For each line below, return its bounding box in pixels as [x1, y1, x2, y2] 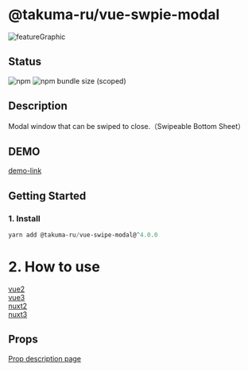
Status [8, 55, 42, 68]
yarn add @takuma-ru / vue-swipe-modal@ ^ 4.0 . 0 [8, 231, 158, 240]
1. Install [8, 213, 41, 224]
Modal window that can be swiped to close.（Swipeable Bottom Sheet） [8, 121, 245, 131]
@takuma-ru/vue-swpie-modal [8, 6, 220, 24]
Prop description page [8, 353, 82, 363]
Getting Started [8, 189, 87, 202]
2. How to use [8, 258, 101, 276]
